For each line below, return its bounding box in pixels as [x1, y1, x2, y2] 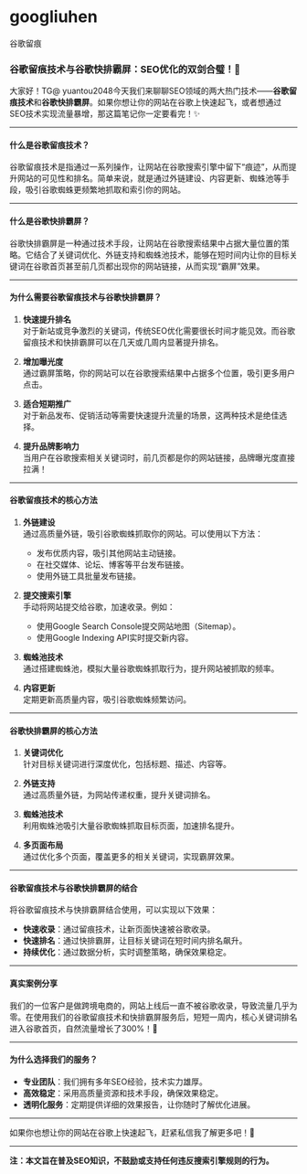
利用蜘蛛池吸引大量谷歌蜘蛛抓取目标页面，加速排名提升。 [22, 820, 239, 831]
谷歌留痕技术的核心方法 [9, 495, 98, 506]
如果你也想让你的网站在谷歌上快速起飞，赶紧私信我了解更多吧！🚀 [9, 1126, 256, 1137]
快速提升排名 [22, 314, 71, 325]
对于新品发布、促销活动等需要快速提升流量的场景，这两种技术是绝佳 [22, 410, 280, 421]
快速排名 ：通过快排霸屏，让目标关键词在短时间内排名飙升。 [22, 935, 248, 946]
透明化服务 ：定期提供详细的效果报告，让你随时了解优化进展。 [22, 1099, 256, 1110]
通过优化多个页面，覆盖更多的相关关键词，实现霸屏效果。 [22, 851, 239, 862]
